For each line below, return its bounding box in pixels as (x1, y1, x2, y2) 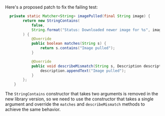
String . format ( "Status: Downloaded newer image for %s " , (31, 27, 151, 32)
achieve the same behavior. (5, 107, 61, 113)
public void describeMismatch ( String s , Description (31, 63, 141, 68)
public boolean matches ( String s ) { (31, 41, 107, 46)
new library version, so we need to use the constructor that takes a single (5, 96, 154, 102)
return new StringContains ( (23, 18, 80, 23)
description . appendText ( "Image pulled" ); (40, 68, 126, 73)
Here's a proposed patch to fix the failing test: (5, 4, 98, 10)
